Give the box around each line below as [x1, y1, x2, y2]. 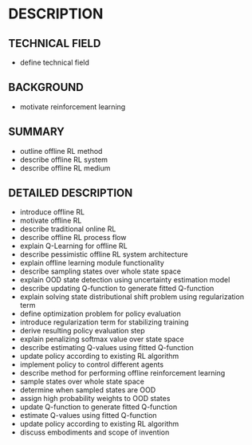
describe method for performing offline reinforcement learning [19, 368, 226, 378]
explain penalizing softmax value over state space [19, 334, 185, 344]
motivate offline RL [19, 216, 82, 226]
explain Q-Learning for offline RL [19, 241, 128, 251]
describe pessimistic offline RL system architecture [19, 250, 189, 259]
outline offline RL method [19, 146, 103, 156]
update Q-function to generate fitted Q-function [19, 402, 178, 412]
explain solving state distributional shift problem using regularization [19, 292, 245, 301]
